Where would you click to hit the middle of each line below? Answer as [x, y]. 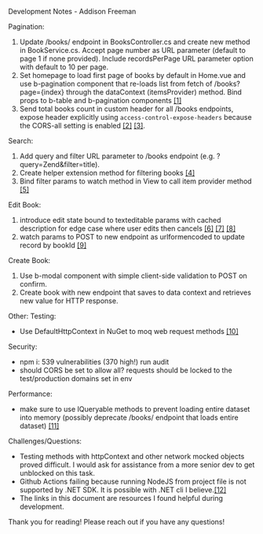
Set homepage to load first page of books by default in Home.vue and [132, 75]
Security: [23, 347]
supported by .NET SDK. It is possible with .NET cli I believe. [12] [123, 490]
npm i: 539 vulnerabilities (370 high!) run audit [94, 362]
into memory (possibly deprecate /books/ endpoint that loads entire [129, 417]
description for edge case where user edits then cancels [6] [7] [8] [128, 228]
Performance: [30, 394]
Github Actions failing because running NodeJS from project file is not [133, 481]
